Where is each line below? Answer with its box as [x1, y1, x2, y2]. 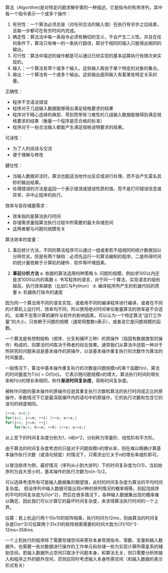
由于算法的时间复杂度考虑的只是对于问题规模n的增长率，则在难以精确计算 [5, 445, 157, 451]
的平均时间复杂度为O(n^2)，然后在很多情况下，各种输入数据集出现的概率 [5, 491, 155, 498]
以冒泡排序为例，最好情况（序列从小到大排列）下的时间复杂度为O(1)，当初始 [5, 462, 162, 468]
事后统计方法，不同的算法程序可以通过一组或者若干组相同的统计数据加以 [12, 247, 161, 253]
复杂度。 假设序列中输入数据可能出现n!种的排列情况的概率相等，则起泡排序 [5, 485, 159, 491]
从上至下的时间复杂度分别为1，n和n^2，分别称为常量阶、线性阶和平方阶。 [5, 435, 157, 441]
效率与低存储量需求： [5, 203, 49, 208]
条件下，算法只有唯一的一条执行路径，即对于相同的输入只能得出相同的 [16, 40, 161, 46]
